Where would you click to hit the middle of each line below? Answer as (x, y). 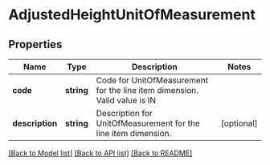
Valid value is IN (126, 100)
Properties (35, 44)
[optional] (239, 123)
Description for (124, 113)
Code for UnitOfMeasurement (152, 80)
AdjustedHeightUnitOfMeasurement (132, 15)
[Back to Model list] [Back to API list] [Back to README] (100, 153)
